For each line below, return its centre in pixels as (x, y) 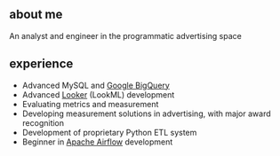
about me (36, 15)
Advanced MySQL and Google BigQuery (96, 85)
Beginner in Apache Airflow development (97, 142)
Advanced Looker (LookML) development (98, 94)
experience (41, 64)
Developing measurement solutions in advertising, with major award (146, 113)
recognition (43, 122)
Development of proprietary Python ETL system (109, 132)
